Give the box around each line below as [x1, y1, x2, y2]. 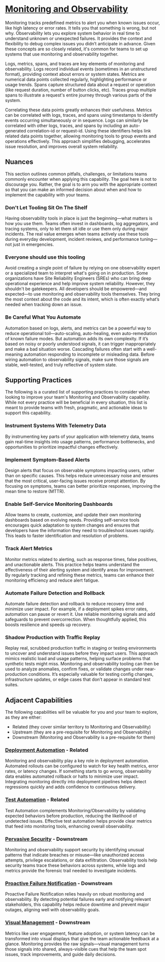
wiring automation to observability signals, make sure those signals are [5, 356, 149, 363]
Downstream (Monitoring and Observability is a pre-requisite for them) [12, 734, 156, 740]
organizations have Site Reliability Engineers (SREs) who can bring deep [5, 275, 152, 281]
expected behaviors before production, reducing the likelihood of [5, 813, 137, 819]
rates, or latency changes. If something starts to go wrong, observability [5, 768, 152, 774]
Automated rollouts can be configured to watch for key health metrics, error [5, 763, 159, 769]
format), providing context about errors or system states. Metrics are [5, 71, 145, 77]
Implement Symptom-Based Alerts [5, 456, 90, 463]
